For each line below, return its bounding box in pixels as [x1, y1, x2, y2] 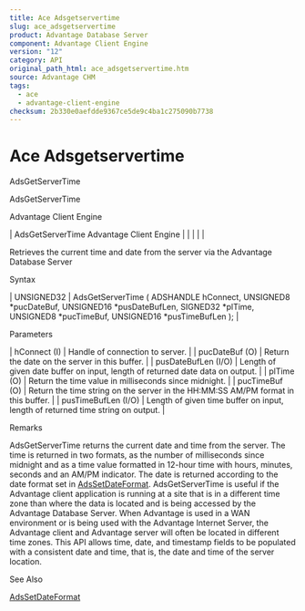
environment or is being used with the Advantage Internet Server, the [9, 517, 269, 529]
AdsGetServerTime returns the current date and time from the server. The [9, 440, 286, 451]
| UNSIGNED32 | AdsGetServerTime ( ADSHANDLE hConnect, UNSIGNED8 [9, 292, 290, 303]
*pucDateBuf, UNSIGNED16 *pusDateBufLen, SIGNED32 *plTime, [9, 302, 255, 313]
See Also [9, 574, 44, 585]
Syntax [9, 274, 36, 285]
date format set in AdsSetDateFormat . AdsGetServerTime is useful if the [9, 479, 280, 490]
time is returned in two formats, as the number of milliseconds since [9, 450, 265, 461]
